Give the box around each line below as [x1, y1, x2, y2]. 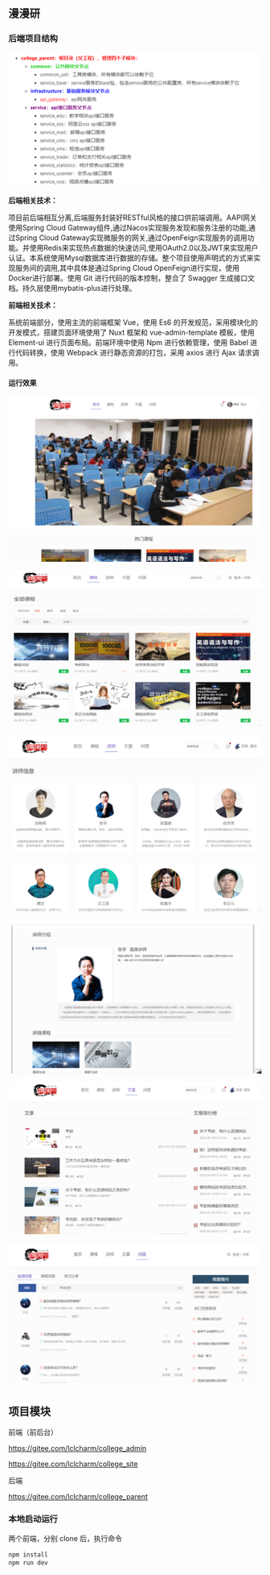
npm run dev [8, 1558, 48, 1567]
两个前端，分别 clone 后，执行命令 [8, 1533, 123, 1543]
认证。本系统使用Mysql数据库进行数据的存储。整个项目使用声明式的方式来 [8, 253, 254, 263]
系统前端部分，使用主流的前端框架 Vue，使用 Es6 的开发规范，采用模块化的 [8, 318, 259, 327]
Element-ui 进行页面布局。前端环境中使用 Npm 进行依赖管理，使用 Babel [8, 338, 249, 347]
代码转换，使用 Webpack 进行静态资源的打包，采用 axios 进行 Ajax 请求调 [14, 348, 260, 358]
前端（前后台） [8, 1427, 58, 1437]
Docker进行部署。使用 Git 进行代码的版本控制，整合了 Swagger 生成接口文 [8, 273, 256, 283]
